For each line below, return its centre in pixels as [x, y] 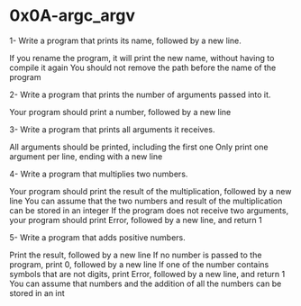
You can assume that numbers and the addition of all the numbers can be [146, 283]
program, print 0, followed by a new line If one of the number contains [139, 264]
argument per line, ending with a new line [86, 156]
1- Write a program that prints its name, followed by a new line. [125, 40]
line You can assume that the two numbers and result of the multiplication [146, 201]
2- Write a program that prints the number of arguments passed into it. [140, 94]
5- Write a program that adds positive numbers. [98, 237]
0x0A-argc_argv [72, 16]
